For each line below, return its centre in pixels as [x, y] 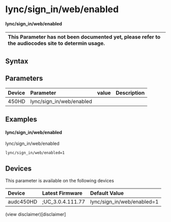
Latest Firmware [62, 193]
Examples [21, 119]
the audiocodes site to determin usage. [56, 43]
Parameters [24, 78]
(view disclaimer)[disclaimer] [36, 214]
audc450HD [22, 202]
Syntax [17, 61]
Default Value [107, 193]
